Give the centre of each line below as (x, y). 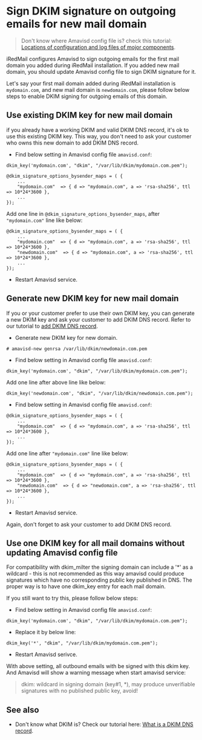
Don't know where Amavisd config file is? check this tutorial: (96, 41)
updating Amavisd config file (62, 552)
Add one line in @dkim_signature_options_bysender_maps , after (83, 213)
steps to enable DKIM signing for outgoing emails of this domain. (87, 96)
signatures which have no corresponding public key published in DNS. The (99, 580)
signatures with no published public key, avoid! (79, 691)
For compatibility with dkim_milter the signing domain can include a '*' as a (100, 567)
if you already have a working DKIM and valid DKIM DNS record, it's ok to (98, 130)
